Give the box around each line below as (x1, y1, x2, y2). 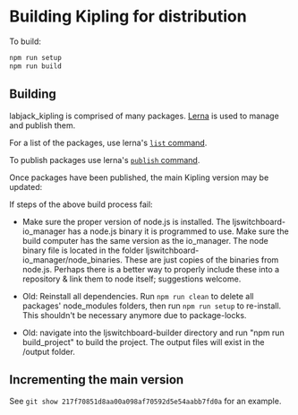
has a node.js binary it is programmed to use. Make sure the (67, 226, 289, 237)
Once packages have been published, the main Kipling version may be (9, 172, 269, 183)
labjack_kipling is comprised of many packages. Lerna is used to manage (9, 110, 279, 121)
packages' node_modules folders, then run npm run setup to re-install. (21, 300, 282, 311)
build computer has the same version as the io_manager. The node (21, 235, 268, 246)
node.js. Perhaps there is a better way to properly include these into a (21, 264, 280, 274)
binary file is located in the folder (21, 245, 144, 255)
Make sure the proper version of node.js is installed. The (21, 216, 231, 227)
